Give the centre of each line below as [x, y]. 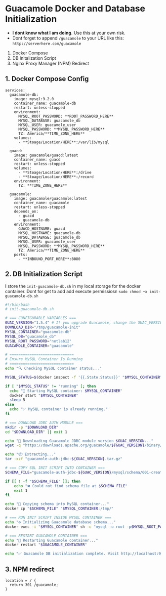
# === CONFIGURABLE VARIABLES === [41, 318]
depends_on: [26, 211]
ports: [21, 255]
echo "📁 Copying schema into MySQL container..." [57, 504]
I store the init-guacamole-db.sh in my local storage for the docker [73, 286]
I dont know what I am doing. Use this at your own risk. [69, 33]
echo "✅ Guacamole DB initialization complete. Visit [62, 554]
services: [15, 90]
